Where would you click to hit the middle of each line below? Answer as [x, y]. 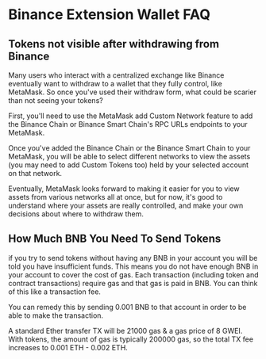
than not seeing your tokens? [56, 100]
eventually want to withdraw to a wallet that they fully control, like [115, 84]
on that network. [35, 173]
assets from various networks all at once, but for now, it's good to [116, 197]
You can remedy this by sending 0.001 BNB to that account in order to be [127, 307]
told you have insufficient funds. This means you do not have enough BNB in [133, 266]
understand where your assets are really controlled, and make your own [126, 205]
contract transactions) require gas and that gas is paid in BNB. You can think [133, 283]
